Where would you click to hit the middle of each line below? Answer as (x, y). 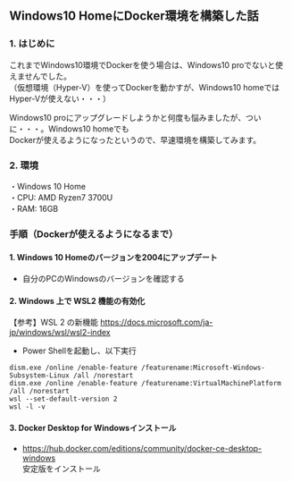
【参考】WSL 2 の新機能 (54, 322)
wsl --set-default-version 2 (63, 399)
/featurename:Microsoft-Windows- (204, 368)
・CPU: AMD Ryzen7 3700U (61, 197)
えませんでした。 (40, 76)
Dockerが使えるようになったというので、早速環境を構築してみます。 (135, 140)
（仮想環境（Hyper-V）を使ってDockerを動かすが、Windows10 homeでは (145, 87)
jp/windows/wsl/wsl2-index (60, 333)
